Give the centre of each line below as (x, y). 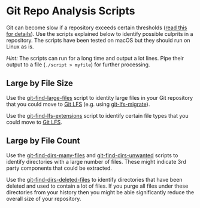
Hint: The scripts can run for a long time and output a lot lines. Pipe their (95, 58)
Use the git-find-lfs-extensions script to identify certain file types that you (97, 115)
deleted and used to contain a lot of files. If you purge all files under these (97, 186)
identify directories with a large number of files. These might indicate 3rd (96, 161)
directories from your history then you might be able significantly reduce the (100, 192)
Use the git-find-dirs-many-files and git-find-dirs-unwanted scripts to (92, 155)
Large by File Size (40, 83)
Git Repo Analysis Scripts (71, 11)
